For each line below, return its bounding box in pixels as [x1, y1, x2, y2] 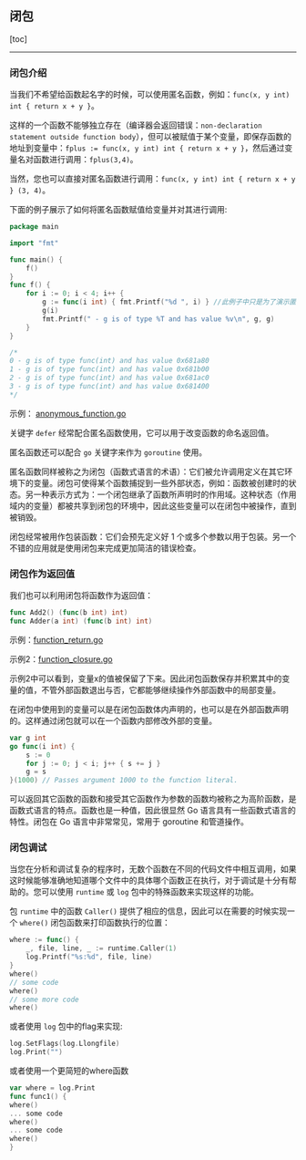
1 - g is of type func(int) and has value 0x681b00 [9, 365, 209, 374]
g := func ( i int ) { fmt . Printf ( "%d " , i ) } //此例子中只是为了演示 [42, 297, 290, 307]
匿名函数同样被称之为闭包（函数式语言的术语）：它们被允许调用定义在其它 [9, 466, 285, 477]
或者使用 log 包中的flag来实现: [9, 1020, 123, 1032]
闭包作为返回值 [9, 567, 76, 580]
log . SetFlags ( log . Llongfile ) [9, 1039, 120, 1049]
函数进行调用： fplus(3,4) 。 [33, 154, 138, 165]
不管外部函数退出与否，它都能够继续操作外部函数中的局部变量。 [40, 684, 280, 695]
